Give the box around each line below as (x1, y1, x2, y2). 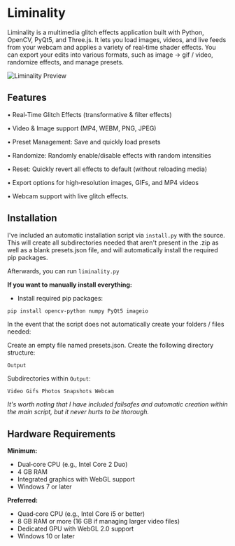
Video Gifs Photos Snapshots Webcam (7, 388, 114, 395)
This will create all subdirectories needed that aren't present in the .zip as (7, 238, 219, 247)
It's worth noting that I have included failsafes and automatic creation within (7, 400, 228, 409)
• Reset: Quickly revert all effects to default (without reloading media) (7, 165, 208, 173)
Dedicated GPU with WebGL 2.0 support (17, 524, 134, 533)
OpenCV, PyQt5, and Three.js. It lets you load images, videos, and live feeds (7, 35, 227, 43)
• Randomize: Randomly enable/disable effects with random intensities (7, 151, 212, 159)
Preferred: (7, 496, 38, 505)
